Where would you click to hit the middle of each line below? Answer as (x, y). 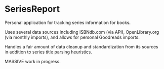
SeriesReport (32, 9)
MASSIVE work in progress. (33, 61)
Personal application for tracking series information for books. (68, 23)
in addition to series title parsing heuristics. (48, 52)
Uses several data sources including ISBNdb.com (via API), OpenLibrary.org (82, 32)
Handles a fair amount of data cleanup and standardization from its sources (82, 46)
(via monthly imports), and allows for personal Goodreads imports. (72, 37)
